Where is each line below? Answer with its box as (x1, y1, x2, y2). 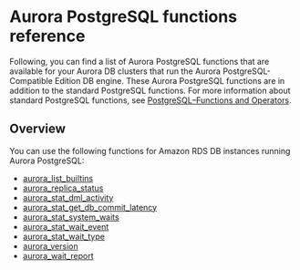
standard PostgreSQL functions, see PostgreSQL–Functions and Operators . (9, 94, 292, 106)
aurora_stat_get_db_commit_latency (22, 202, 158, 213)
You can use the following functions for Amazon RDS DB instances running (9, 145, 291, 156)
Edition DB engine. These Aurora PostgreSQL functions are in (54, 75, 285, 86)
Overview (9, 121, 67, 137)
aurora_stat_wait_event (22, 221, 109, 232)
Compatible (9, 75, 53, 86)
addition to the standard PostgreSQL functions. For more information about (9, 85, 291, 96)
